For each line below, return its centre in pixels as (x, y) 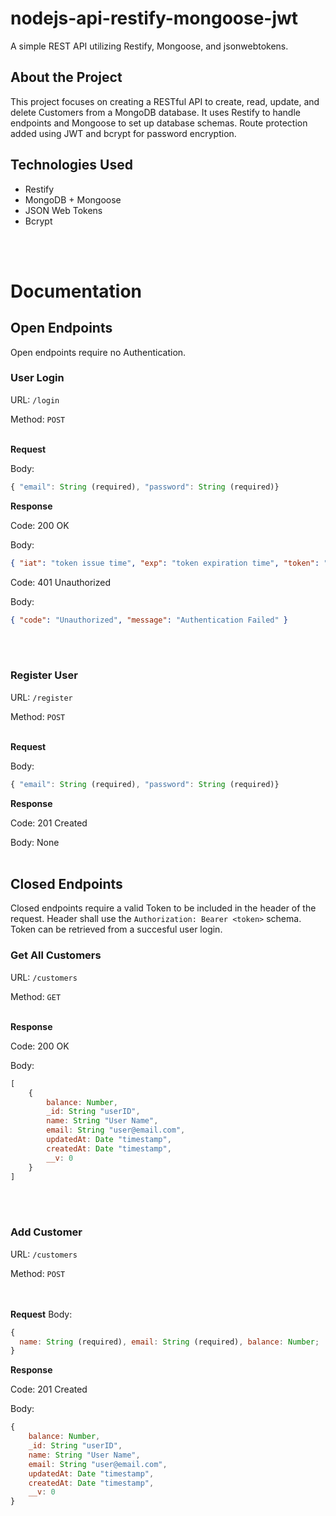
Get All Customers (56, 955)
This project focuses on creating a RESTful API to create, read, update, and (165, 101)
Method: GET (36, 996)
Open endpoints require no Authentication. (98, 352)
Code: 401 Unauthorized (60, 582)
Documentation (76, 291)
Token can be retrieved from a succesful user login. (116, 929)
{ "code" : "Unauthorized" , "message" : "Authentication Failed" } (149, 620)
